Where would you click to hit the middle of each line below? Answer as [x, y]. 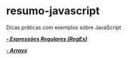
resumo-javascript [53, 11]
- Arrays [17, 50]
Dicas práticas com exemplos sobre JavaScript [64, 27]
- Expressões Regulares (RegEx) [47, 39]
